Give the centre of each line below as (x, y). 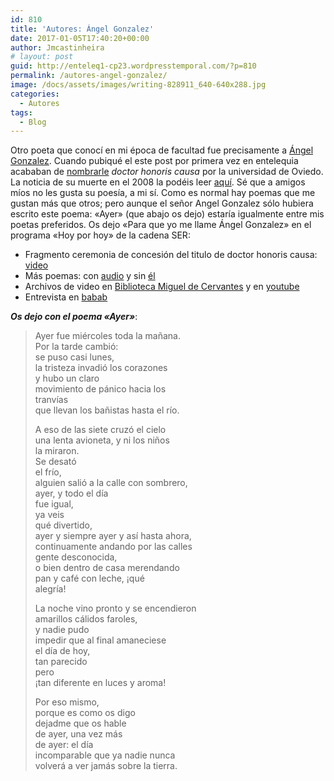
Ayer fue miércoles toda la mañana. (107, 336)
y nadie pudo (62, 630)
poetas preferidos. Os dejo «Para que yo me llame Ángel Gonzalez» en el (161, 225)
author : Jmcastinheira (57, 47)
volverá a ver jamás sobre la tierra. (106, 766)
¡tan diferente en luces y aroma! (100, 683)
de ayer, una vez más (78, 734)
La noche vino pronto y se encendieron (115, 608)
